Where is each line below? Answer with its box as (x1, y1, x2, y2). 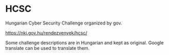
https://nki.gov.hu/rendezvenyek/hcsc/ (5, 30, 87, 36)
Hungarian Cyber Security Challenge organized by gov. (5, 20, 122, 26)
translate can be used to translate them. (5, 45, 90, 51)
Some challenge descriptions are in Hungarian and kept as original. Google (5, 39, 164, 46)
